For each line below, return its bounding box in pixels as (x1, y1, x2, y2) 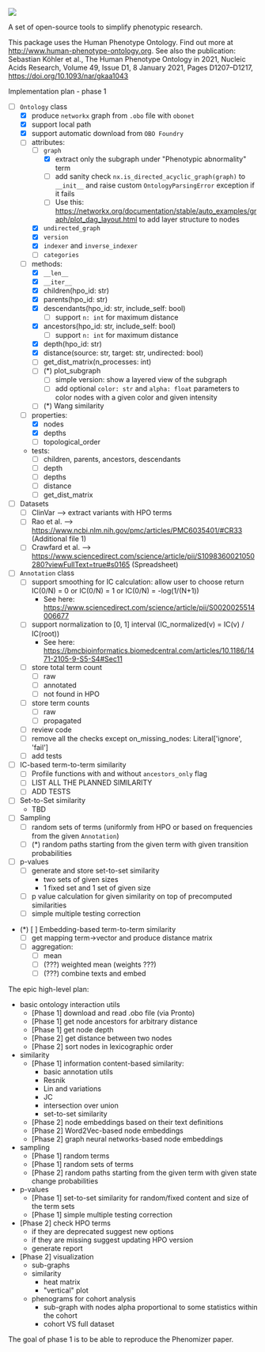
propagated (43, 716, 81, 725)
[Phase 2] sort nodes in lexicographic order (31, 1042, 173, 1051)
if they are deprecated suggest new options (31, 1227, 174, 1236)
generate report (31, 1244, 83, 1253)
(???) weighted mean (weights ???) (43, 960, 157, 969)
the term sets (31, 1202, 75, 1211)
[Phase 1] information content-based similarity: (31, 1058, 184, 1068)
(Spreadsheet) (131, 560, 179, 570)
